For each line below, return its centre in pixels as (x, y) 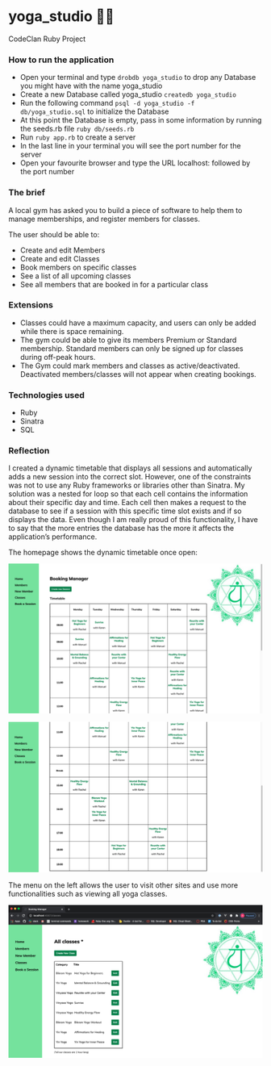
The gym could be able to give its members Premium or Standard (128, 340)
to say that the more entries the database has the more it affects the (121, 529)
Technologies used (46, 395)
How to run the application (61, 60)
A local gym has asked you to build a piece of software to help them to (125, 210)
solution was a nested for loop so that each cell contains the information (128, 494)
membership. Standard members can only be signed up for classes (131, 348)
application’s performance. (53, 537)
